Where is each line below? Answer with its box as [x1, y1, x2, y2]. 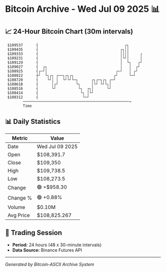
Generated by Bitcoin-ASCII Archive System [5, 261, 94, 267]
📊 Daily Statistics [5, 117, 61, 126]
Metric [12, 134, 28, 141]
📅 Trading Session [5, 228, 62, 237]
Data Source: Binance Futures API [12, 247, 83, 253]
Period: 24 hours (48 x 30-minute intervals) [12, 242, 102, 248]
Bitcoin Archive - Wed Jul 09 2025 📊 [5, 3, 160, 15]
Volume [7, 204, 26, 211]
